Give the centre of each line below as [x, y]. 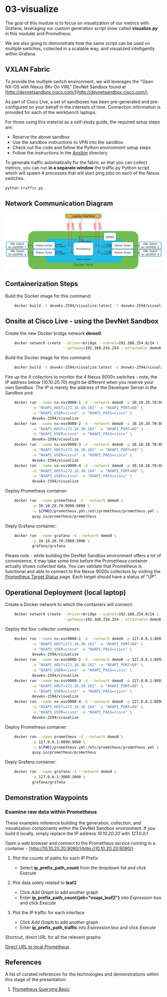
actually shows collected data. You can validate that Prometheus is [74, 566]
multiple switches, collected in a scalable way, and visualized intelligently [80, 48]
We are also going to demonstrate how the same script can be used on [78, 43]
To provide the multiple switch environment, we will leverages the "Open [79, 81]
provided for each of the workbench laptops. [51, 112]
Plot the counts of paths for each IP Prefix [55, 858]
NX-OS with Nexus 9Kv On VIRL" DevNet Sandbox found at [66, 87]
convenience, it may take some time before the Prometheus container [77, 561]
